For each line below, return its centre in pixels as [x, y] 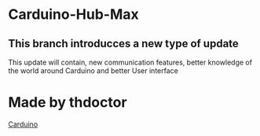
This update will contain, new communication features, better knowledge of [130, 62]
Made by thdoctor [68, 103]
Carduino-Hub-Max [73, 15]
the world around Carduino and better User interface [93, 71]
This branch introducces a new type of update [124, 44]
